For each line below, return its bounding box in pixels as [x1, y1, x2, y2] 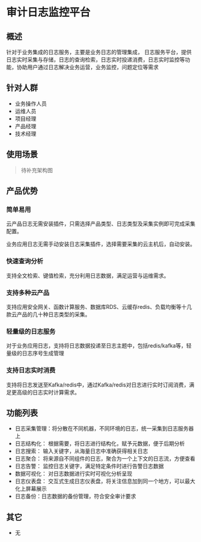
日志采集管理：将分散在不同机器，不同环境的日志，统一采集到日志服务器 [14, 425, 194, 432]
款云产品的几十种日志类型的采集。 [6, 311, 91, 318]
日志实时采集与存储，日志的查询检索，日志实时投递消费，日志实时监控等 [6, 56, 185, 63]
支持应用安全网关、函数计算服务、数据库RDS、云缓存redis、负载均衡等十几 [6, 303, 192, 310]
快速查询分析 [6, 257, 44, 266]
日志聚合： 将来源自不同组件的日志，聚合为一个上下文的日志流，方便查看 [14, 455, 196, 463]
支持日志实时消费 [6, 366, 56, 375]
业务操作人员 [14, 100, 47, 107]
